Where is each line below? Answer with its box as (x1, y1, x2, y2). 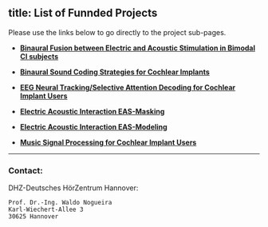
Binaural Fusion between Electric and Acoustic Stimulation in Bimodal (19, 43, 255, 53)
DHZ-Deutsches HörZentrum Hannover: (8, 183, 139, 193)
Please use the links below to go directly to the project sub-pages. (8, 27, 227, 37)
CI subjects (19, 51, 59, 61)
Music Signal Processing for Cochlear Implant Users (19, 137, 197, 147)
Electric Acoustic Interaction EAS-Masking (19, 106, 165, 116)
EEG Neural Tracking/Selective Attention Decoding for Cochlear (19, 82, 236, 92)
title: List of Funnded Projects (8, 6, 158, 20)
